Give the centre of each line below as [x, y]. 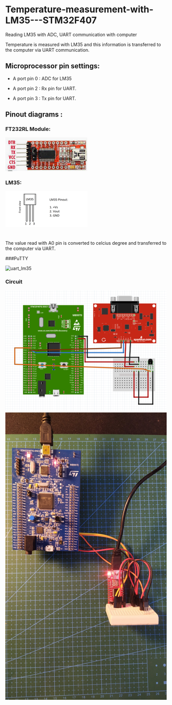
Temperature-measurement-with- [79, 9]
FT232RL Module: [28, 129]
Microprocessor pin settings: [52, 66]
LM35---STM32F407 [51, 20]
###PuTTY [17, 259]
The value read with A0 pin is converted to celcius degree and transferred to [86, 243]
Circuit [14, 282]
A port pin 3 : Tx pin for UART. [44, 98]
